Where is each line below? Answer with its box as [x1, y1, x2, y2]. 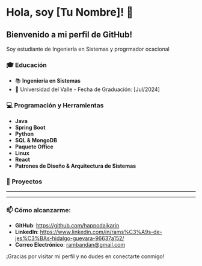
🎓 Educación [6, 60, 47, 69]
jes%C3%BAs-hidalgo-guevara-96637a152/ [14, 235, 124, 242]
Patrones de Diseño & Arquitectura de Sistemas [14, 162, 136, 169]
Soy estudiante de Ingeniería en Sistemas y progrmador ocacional [6, 45, 170, 52]
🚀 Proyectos [6, 177, 43, 186]
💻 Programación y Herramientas [6, 101, 104, 110]
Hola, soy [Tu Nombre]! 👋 [6, 5, 133, 19]
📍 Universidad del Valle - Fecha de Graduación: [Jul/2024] [14, 86, 161, 93]
